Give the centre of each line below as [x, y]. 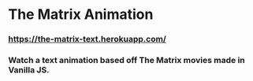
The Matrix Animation [81, 15]
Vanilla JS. [29, 70]
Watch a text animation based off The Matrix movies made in [127, 61]
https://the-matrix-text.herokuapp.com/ [87, 39]
